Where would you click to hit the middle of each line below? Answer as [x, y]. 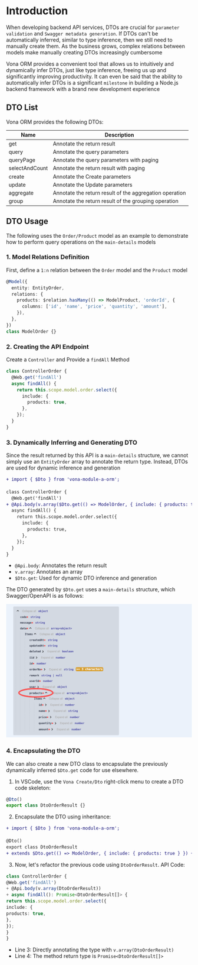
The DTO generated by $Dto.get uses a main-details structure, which [91, 590]
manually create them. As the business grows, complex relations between [96, 46]
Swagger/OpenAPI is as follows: [45, 596]
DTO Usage [27, 221]
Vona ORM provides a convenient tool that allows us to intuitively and [90, 64]
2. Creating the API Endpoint [48, 347]
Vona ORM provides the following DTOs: [55, 122]
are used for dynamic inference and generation [63, 468]
